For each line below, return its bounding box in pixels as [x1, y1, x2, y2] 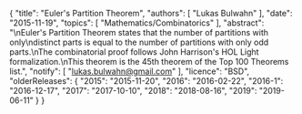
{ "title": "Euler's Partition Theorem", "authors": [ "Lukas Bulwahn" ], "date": [9, 8, 293, 18]
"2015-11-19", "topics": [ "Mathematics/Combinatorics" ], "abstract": [9, 17, 265, 28]
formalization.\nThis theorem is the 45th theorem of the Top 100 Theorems [9, 57, 289, 67]
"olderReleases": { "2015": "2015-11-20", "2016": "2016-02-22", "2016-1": [9, 76, 284, 86]
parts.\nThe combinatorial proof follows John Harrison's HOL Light [9, 47, 259, 57]
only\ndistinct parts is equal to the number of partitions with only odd [9, 36, 269, 47]
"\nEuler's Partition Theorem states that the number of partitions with [9, 27, 268, 37]
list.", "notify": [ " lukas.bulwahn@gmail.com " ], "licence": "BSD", [9, 66, 250, 77]
